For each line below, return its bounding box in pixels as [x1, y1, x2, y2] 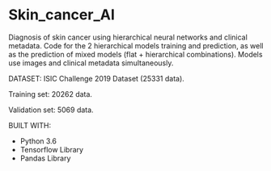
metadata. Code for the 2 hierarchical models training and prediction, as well [8, 40, 264, 50]
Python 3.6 [19, 136, 57, 146]
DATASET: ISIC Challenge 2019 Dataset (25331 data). [8, 73, 184, 83]
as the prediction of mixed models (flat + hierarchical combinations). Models [8, 49, 263, 59]
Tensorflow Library [19, 144, 83, 154]
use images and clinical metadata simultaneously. [8, 58, 174, 68]
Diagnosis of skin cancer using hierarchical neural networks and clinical [8, 32, 248, 42]
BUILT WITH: [8, 120, 51, 130]
